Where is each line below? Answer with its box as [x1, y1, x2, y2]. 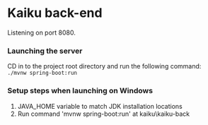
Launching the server [7, 46, 83, 56]
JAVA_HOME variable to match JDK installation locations [17, 102, 183, 110]
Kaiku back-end [7, 5, 103, 21]
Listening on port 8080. [7, 28, 76, 37]
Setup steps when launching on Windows [7, 86, 154, 96]
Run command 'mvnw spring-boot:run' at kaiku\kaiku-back [17, 109, 190, 118]
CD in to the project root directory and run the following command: [7, 62, 202, 71]
